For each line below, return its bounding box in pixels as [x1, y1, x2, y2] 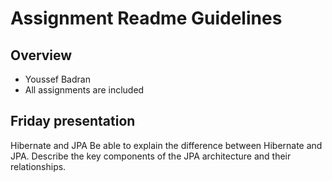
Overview [10, 47, 73, 64]
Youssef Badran [24, 73, 91, 85]
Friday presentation [10, 113, 136, 130]
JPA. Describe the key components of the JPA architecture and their [10, 150, 292, 162]
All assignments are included [24, 84, 145, 96]
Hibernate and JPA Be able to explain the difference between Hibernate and [10, 139, 323, 151]
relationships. [10, 160, 67, 172]
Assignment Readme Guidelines [10, 7, 283, 30]
